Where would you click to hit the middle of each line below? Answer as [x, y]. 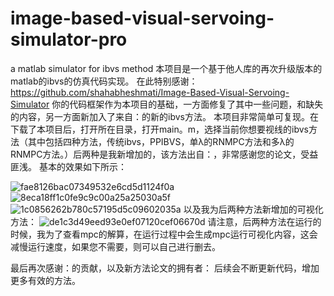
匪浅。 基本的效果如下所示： [68, 166]
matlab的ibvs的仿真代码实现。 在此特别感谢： [104, 81]
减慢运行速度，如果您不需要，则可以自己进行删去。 [115, 246]
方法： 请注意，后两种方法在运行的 [166, 221]
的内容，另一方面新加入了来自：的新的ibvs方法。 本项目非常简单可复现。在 [164, 116]
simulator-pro [69, 39]
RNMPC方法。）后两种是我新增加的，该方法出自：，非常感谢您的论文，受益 [164, 154]
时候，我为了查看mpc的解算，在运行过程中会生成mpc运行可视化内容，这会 [164, 234]
